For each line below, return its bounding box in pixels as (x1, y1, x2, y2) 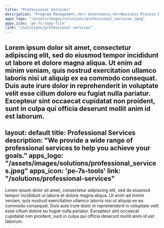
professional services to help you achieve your (5, 144, 150, 152)
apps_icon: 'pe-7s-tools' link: (29, 166, 121, 175)
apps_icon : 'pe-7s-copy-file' (5, 21, 67, 26)
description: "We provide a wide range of (5, 136, 133, 145)
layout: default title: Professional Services (5, 128, 136, 137)
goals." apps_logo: (5, 151, 63, 160)
